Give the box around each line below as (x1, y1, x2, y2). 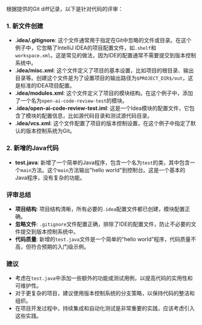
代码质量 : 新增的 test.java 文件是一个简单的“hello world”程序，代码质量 (14, 235, 191, 243)
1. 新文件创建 (6, 22, 43, 30)
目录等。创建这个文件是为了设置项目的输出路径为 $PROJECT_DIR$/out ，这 (14, 74, 194, 82)
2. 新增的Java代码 (6, 144, 59, 152)
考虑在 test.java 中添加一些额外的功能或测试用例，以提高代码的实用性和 (14, 274, 193, 282)
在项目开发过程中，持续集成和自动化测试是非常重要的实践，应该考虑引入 (14, 304, 195, 312)
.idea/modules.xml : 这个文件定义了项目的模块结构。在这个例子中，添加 (14, 89, 194, 97)
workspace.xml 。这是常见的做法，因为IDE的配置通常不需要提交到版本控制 (14, 52, 197, 59)
